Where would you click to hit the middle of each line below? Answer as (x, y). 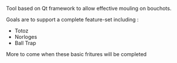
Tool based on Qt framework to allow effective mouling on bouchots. (89, 8)
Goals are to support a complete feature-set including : (72, 19)
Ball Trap (25, 43)
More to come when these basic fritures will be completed (76, 54)
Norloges (26, 37)
